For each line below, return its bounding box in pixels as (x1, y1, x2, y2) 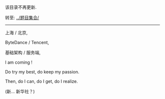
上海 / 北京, (5, 30, 28, 35)
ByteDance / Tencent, (5, 40, 49, 45)
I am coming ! (5, 59, 33, 65)
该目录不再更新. (5, 4, 37, 10)
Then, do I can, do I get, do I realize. (5, 78, 78, 84)
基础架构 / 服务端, (5, 49, 41, 55)
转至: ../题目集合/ (5, 15, 39, 21)
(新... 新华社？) (5, 89, 35, 94)
